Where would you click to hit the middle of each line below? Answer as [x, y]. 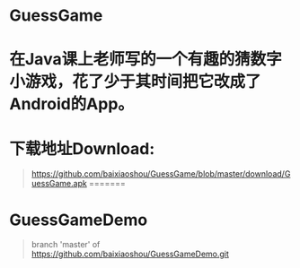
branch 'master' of [66, 245]
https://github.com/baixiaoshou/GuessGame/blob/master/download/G [161, 174]
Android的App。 [72, 104]
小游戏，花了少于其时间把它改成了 [136, 82]
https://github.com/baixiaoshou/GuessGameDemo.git [130, 254]
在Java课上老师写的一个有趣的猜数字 [146, 60]
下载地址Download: [82, 148]
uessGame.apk [59, 184]
